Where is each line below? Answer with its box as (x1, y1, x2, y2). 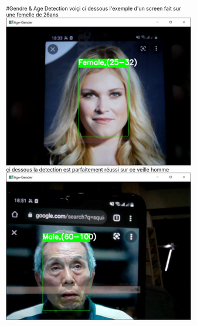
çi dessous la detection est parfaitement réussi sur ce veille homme (6, 166, 169, 173)
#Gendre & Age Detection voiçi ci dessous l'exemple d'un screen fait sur (6, 5, 181, 12)
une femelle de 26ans (6, 11, 59, 18)
